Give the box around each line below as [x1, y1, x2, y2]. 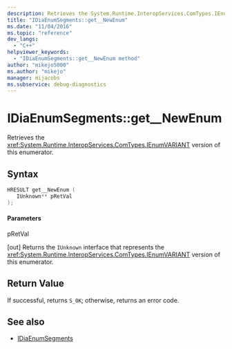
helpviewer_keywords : [7, 49, 70, 56]
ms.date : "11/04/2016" [7, 23, 72, 30]
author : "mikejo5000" [7, 62, 70, 68]
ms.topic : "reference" [7, 29, 72, 37]
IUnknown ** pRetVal [16, 193, 72, 200]
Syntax [7, 168, 39, 180]
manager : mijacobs [7, 74, 60, 82]
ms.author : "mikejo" [7, 68, 67, 75]
